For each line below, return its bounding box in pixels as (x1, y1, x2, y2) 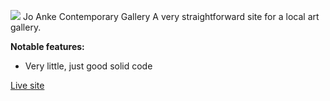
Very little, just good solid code (24, 60, 153, 72)
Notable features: (10, 41, 85, 52)
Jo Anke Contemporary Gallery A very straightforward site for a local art (22, 11, 320, 22)
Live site (10, 80, 45, 91)
